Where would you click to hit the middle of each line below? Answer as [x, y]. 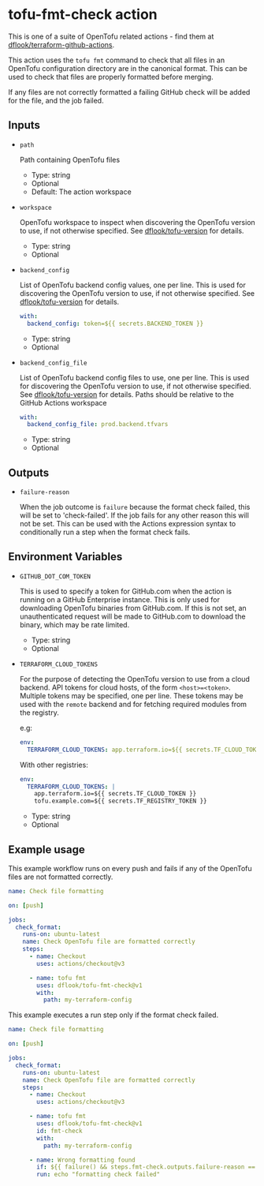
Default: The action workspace [81, 192]
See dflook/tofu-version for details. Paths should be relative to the [126, 394]
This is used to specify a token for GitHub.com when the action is [126, 591]
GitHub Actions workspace [63, 402]
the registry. [39, 713]
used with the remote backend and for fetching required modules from [133, 704]
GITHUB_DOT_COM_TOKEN [55, 576]
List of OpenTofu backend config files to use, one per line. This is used [134, 377]
